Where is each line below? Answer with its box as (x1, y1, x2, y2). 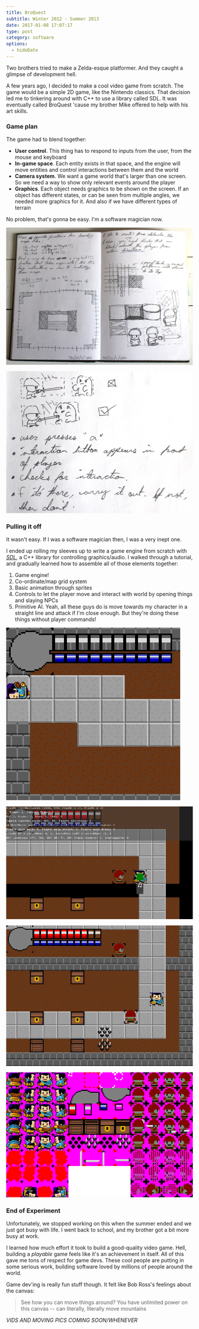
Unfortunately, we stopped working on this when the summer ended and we (6, 1220, 192, 1227)
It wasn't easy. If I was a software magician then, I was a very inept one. (6, 535, 182, 543)
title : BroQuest (6, 10, 46, 15)
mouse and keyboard (14, 153, 67, 161)
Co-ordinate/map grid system (14, 578, 88, 585)
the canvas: (6, 1287, 35, 1294)
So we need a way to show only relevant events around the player (14, 179, 176, 186)
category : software (6, 35, 54, 41)
